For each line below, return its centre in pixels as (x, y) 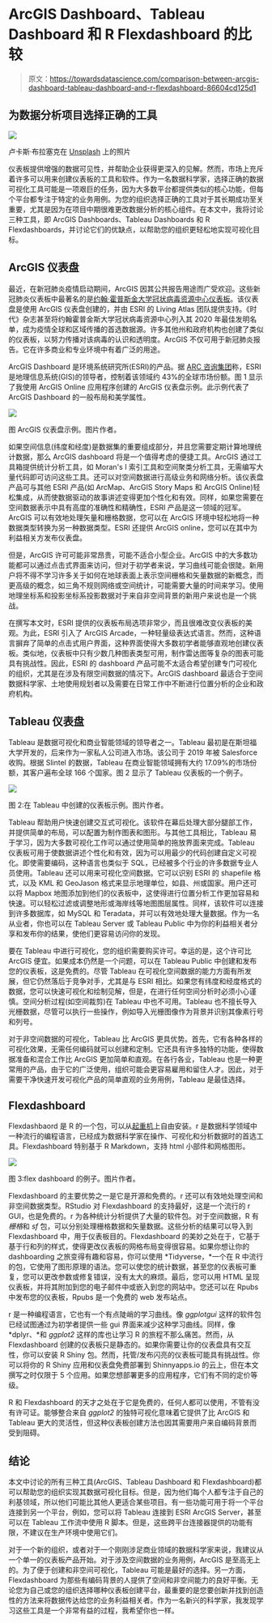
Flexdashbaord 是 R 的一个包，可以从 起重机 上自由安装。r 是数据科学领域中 (133, 1126)
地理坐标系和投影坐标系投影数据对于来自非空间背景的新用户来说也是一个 (129, 595)
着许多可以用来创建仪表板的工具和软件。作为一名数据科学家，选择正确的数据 (136, 179)
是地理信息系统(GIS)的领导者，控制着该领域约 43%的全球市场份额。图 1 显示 (136, 377)
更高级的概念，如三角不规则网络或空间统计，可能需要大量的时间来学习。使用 (136, 585)
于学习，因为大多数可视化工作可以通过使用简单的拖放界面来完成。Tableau (132, 843)
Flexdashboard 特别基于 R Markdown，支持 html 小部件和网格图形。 (136, 1146)
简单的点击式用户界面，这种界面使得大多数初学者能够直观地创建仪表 (150, 643)
